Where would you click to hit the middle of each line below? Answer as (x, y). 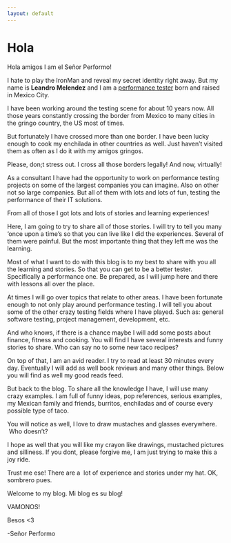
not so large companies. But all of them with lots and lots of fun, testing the (114, 192)
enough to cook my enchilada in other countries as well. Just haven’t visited (115, 144)
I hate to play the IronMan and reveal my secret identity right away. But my (113, 80)
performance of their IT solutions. (55, 199)
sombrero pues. (30, 480)
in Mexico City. (28, 95)
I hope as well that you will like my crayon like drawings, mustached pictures (115, 444)
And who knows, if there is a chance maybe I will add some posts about (109, 333)
